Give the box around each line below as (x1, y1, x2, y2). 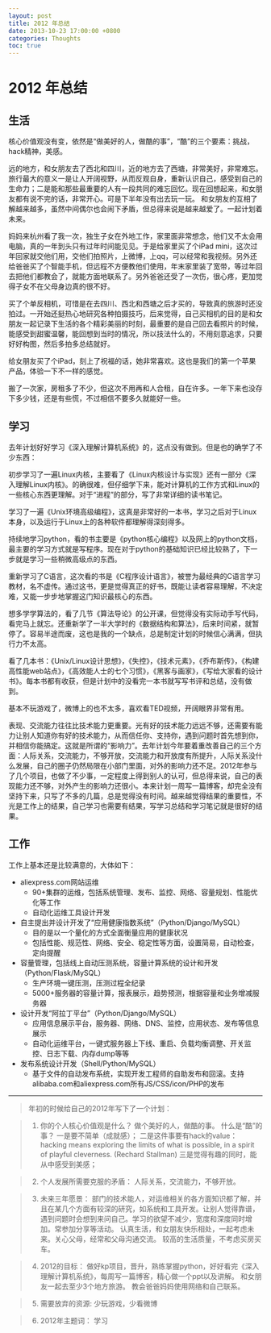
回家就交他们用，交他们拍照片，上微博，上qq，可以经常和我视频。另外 (15, 252, 251, 261)
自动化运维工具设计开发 (31, 907, 110, 917)
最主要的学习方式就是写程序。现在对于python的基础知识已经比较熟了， (8, 544, 244, 553)
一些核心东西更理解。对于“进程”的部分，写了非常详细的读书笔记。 (8, 489, 227, 499)
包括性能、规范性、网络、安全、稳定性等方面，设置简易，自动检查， (31, 937, 259, 948)
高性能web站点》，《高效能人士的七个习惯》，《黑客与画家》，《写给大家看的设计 (8, 666, 263, 676)
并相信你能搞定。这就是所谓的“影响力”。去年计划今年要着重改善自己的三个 (8, 740, 256, 750)
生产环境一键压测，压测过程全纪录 (31, 977, 146, 988)
